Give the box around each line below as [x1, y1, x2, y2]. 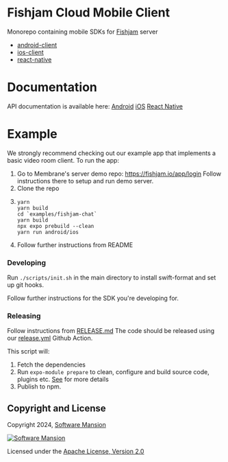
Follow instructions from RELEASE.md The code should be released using [7, 327, 215, 335]
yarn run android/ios [16, 229, 79, 235]
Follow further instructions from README [16, 240, 134, 249]
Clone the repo [16, 184, 60, 192]
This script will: [7, 347, 50, 356]
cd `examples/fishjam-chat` [16, 211, 97, 218]
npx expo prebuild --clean [16, 222, 94, 229]
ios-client [16, 48, 45, 56]
